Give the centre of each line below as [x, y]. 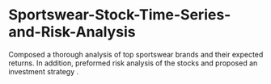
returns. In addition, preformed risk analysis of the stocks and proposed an [133, 63]
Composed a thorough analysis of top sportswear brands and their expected [136, 54]
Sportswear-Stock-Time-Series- [120, 15]
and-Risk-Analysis [72, 32]
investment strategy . [44, 71]
